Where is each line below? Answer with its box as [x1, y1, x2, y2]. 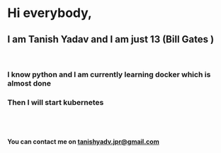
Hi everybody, [7, 5, 92, 21]
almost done [7, 78, 52, 88]
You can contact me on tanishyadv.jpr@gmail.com [7, 137, 159, 146]
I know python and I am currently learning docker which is [7, 69, 211, 79]
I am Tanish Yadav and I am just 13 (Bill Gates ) [7, 33, 215, 45]
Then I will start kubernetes [7, 97, 104, 107]
